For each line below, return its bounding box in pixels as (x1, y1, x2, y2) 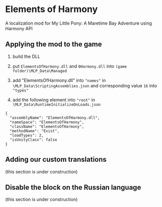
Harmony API (5, 25, 33, 31)
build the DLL (12, 53, 40, 59)
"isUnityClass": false (10, 137, 57, 142)
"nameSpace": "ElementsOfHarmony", (10, 120, 85, 125)
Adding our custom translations (5, 155, 107, 164)
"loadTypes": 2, (10, 133, 44, 138)
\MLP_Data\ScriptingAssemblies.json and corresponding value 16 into (12, 82, 157, 88)
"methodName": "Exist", (10, 128, 59, 134)
